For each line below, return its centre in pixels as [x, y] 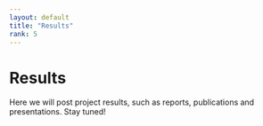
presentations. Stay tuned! [58, 112]
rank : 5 [24, 34]
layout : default [39, 17]
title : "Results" [41, 26]
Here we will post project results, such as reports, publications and [132, 102]
